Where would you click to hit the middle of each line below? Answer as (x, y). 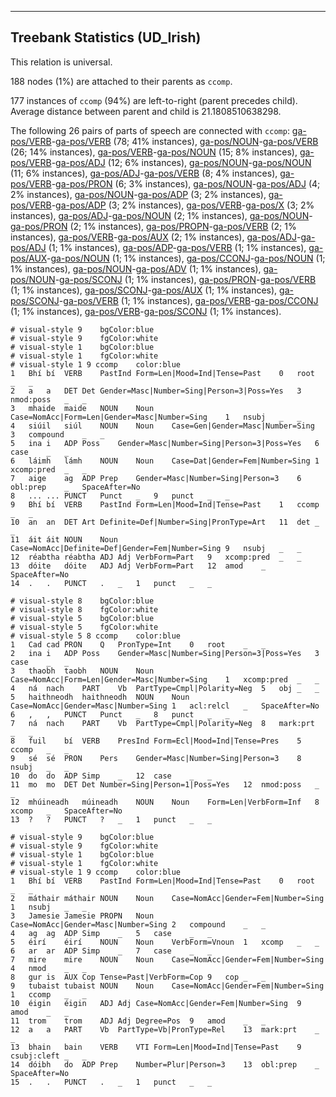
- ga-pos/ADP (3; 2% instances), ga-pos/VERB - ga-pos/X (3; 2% (183, 205)
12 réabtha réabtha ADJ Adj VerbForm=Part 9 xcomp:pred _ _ (156, 557)
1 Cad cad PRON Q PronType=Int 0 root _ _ (138, 644)
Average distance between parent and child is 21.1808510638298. (146, 111)
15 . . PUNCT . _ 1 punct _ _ (111, 1082)
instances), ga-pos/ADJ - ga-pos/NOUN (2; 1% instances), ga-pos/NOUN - (161, 215)
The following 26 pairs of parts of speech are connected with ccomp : (150, 130)
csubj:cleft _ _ (48, 1056)
